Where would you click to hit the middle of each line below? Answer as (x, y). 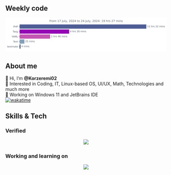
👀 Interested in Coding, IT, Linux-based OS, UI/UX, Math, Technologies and (84, 84)
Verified (16, 131)
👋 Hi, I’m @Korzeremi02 (31, 78)
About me (21, 66)
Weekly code (27, 8)
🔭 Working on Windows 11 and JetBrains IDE (52, 94)
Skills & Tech (26, 116)
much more (17, 89)
